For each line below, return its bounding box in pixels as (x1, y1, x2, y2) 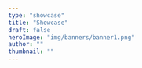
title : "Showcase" (8, 19, 68, 27)
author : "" (8, 41, 44, 48)
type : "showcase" (8, 11, 65, 20)
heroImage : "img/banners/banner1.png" (8, 33, 135, 41)
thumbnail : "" (8, 48, 55, 55)
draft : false (8, 26, 51, 34)
